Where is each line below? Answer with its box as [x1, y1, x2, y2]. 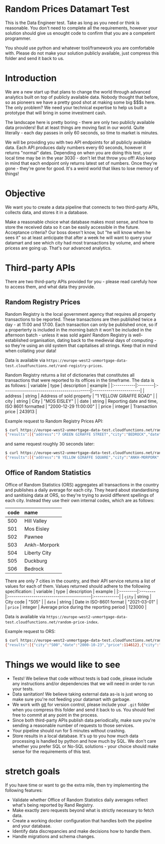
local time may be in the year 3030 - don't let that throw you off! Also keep [5, 155, 156, 161]
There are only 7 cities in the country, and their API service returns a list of [5, 578, 156, 584]
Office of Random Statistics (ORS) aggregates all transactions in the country [5, 482, 159, 487]
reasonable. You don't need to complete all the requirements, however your [5, 25, 158, 30]
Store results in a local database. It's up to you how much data [12, 733, 138, 739]
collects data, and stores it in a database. [5, 209, 88, 215]
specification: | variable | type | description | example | [5, 588, 116, 594]
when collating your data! [5, 348, 56, 354]
